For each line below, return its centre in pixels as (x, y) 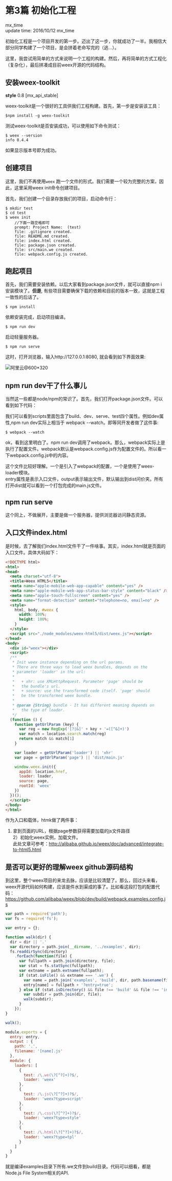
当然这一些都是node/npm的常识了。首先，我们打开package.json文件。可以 (84, 399)
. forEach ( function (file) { (43, 956)
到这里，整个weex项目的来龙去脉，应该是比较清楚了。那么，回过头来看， (83, 880)
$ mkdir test (19, 208)
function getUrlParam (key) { (47, 724)
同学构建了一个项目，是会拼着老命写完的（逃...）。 (67, 47)
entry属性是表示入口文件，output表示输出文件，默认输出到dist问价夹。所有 (84, 479)
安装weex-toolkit (33, 83)
